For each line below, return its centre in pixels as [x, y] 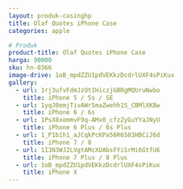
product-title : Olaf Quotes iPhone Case [77, 53]
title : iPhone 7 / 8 [57, 142]
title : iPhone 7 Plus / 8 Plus [75, 158]
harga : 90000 [30, 60]
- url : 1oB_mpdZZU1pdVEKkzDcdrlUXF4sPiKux [88, 165]
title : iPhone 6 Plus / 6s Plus [77, 128]
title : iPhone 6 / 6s [59, 113]
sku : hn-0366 [30, 68]
